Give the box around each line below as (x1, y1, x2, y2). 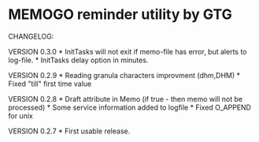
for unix (8, 110, 33, 120)
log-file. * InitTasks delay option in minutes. (8, 55, 149, 65)
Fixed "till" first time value (8, 79, 92, 88)
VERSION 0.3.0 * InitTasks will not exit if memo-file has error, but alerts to (8, 47, 247, 56)
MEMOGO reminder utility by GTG (8, 6, 232, 24)
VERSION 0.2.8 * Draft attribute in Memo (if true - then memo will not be (8, 94, 242, 103)
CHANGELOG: (8, 32, 54, 41)
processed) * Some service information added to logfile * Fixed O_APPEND (8, 103, 252, 112)
